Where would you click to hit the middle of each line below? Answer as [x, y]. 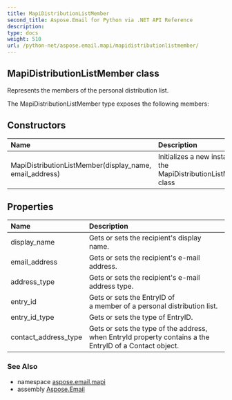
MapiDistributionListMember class [84, 74]
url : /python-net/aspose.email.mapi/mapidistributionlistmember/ [103, 46]
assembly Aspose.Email [51, 389]
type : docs [23, 33]
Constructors [37, 125]
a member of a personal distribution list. [153, 306]
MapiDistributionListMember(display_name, [81, 165]
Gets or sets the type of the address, [148, 329]
